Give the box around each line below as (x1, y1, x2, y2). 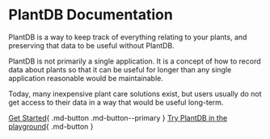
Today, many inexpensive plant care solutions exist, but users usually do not (8, 88, 262, 98)
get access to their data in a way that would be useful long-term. (8, 97, 224, 107)
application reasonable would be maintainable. (8, 73, 163, 83)
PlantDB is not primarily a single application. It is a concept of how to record (8, 56, 261, 66)
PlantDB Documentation (8, 6, 174, 24)
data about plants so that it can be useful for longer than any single (8, 64, 232, 74)
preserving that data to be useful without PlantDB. (8, 40, 175, 50)
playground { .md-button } (8, 121, 95, 131)
